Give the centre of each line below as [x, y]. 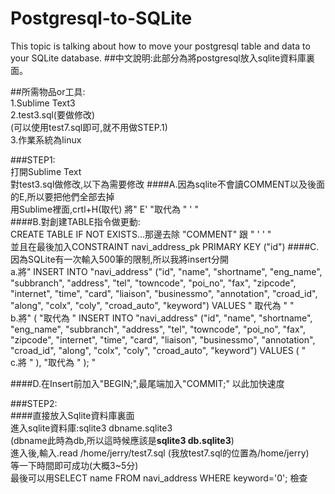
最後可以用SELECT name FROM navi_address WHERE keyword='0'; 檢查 [159, 478]
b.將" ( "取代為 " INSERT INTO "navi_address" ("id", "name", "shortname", [161, 318]
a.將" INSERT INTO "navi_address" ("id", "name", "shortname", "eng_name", [166, 271]
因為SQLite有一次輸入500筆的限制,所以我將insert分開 [119, 259]
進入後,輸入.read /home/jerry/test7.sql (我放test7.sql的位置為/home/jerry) [160, 453]
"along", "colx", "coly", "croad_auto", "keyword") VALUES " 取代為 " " [152, 305]
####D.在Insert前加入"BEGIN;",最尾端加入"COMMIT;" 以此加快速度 [147, 383]
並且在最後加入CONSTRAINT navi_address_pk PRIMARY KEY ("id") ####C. [165, 246]
